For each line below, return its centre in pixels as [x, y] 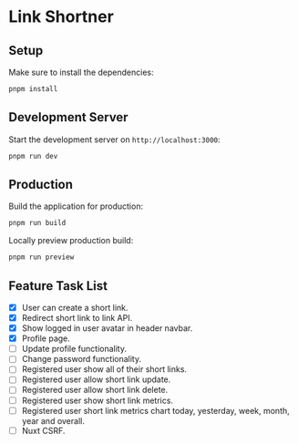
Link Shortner [62, 17]
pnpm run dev [33, 156]
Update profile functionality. [74, 349]
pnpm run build [37, 223]
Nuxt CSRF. [43, 430]
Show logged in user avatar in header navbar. [107, 328]
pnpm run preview [41, 257]
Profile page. [46, 338]
